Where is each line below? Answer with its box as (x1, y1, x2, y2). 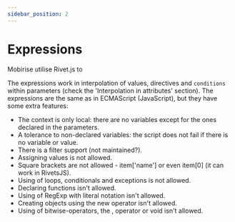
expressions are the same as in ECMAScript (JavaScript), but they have (7, 94, 218, 102)
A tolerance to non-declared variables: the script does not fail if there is (17, 130, 229, 139)
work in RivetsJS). (17, 168, 71, 177)
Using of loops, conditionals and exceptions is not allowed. (17, 176, 191, 184)
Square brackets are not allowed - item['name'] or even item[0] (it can (17, 161, 224, 169)
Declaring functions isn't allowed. (17, 183, 116, 192)
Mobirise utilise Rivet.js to (7, 65, 84, 74)
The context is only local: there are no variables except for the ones (17, 115, 216, 123)
